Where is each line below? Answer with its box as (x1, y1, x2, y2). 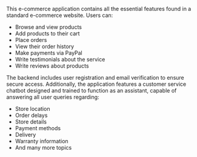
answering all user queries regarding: (6, 94, 99, 100)
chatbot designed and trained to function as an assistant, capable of (6, 87, 177, 94)
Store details (15, 118, 47, 125)
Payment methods (15, 125, 61, 131)
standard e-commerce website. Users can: (6, 12, 113, 19)
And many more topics (15, 144, 72, 151)
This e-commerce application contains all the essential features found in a (6, 5, 192, 12)
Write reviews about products (15, 62, 89, 69)
